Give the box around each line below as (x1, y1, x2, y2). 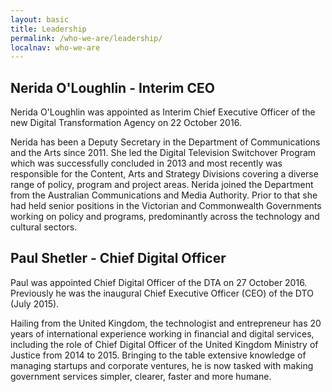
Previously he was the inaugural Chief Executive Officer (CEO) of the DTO (10, 287, 314, 299)
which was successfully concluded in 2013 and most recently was (10, 157, 283, 170)
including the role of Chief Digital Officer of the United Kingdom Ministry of (10, 338, 319, 350)
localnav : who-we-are (10, 42, 101, 53)
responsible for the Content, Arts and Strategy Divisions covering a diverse (10, 168, 319, 180)
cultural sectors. (10, 221, 78, 233)
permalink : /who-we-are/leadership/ (10, 33, 163, 43)
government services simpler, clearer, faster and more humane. (10, 370, 272, 382)
